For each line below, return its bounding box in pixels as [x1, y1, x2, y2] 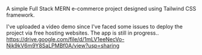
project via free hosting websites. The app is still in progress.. [6, 29, 159, 36]
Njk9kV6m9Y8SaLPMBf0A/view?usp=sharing [6, 42, 119, 49]
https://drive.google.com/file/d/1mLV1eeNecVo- [6, 36, 125, 42]
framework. [6, 11, 35, 19]
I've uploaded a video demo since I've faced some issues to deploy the [6, 23, 183, 30]
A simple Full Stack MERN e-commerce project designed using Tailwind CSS [6, 5, 197, 12]
